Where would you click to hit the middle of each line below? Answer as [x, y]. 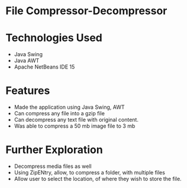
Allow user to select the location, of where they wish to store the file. [98, 179]
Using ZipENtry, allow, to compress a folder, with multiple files [89, 172]
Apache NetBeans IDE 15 [44, 67]
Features [28, 91]
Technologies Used [54, 38]
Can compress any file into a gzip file [59, 114]
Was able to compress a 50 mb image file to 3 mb [75, 126]
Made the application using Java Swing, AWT [69, 107]
